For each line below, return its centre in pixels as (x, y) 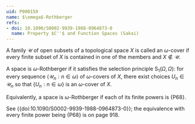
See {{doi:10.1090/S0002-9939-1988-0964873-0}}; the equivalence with (95, 108)
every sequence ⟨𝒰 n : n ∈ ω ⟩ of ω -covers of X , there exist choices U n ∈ (95, 77)
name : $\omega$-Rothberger (39, 17)
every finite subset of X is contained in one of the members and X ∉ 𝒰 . (93, 57)
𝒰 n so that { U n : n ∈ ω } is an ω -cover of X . (59, 85)
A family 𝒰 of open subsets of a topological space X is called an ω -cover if (98, 50)
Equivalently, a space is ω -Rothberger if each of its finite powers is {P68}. (96, 97)
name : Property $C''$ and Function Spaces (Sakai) (75, 34)
